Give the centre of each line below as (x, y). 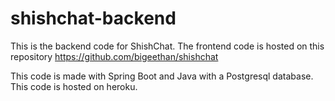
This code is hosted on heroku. (74, 86)
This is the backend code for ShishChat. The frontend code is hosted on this (167, 46)
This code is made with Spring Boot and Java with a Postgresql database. (162, 76)
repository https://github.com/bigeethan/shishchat (114, 56)
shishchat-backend (93, 18)
